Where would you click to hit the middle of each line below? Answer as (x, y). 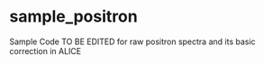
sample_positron (73, 17)
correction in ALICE (46, 50)
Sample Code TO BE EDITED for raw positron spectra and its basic (132, 41)
